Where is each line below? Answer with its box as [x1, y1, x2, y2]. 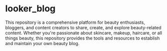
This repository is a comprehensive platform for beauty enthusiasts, [5, 19, 145, 25]
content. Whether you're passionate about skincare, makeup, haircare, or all [5, 30, 162, 36]
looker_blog [5, 3, 56, 14]
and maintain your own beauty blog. [5, 40, 80, 46]
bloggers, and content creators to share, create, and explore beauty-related [5, 24, 161, 30]
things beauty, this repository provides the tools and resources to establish [5, 35, 160, 41]
